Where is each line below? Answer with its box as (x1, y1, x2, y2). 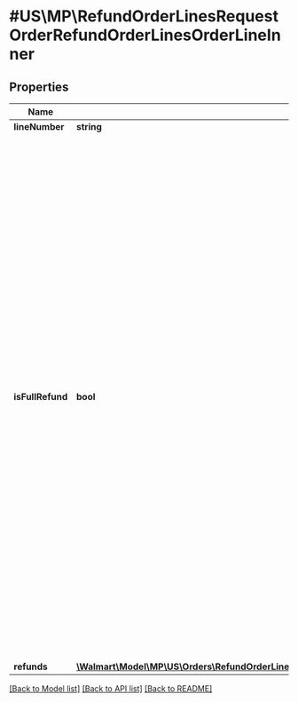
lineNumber (13, 121, 65, 132)
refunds (13, 660, 48, 673)
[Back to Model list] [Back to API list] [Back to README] (9, 683, 213, 694)
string (76, 121, 102, 132)
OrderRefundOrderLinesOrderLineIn (9, 25, 281, 45)
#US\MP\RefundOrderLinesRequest (9, 6, 279, 27)
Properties (9, 79, 69, 94)
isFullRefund (13, 391, 68, 403)
